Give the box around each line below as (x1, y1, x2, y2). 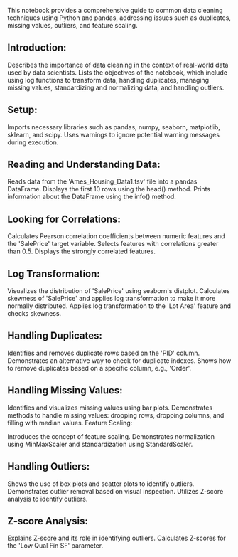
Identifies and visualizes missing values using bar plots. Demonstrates (7, 403, 213, 412)
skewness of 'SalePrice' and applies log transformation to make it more (7, 295, 216, 303)
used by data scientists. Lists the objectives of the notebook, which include (7, 68, 227, 77)
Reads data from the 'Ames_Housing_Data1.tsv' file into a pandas (7, 177, 198, 186)
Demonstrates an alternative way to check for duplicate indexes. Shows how (7, 356, 232, 365)
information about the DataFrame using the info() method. (7, 192, 176, 201)
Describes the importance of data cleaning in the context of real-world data (7, 60, 229, 69)
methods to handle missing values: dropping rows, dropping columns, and (7, 410, 225, 419)
